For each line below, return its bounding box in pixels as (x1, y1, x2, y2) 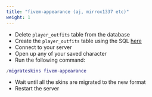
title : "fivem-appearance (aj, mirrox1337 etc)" (6, 8, 129, 15)
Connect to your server (14, 43, 72, 51)
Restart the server (14, 85, 60, 92)
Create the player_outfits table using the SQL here (14, 37, 142, 44)
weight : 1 (6, 14, 31, 20)
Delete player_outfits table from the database (14, 31, 130, 38)
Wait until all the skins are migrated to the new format (14, 78, 146, 86)
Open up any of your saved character (14, 50, 107, 57)
